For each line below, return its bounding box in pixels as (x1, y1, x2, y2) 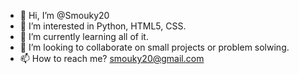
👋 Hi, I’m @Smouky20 (19, 10, 110, 21)
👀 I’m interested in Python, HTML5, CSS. (19, 20, 187, 32)
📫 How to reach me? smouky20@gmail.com (19, 53, 205, 64)
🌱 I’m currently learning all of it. (19, 31, 149, 42)
